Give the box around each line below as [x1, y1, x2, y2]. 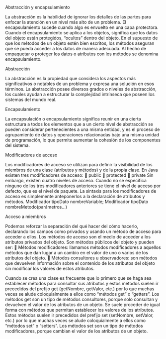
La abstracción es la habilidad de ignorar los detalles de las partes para [5, 14, 151, 19]
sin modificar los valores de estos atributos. [5, 266, 95, 271]
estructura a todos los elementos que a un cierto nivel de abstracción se [5, 121, 153, 127]
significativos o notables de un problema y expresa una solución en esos [5, 81, 154, 87]
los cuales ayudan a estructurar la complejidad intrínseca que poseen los [5, 92, 155, 97]
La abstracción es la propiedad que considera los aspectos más [5, 76, 136, 81]
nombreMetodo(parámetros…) [5, 204, 68, 210]
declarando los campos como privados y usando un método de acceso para [5, 228, 162, 234]
